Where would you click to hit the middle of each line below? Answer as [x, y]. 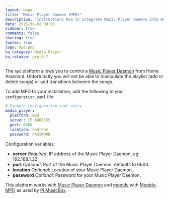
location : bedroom [29, 129]
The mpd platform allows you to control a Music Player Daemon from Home [82, 71]
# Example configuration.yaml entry [44, 106]
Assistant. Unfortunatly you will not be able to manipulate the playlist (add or [84, 77]
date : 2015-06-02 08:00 [30, 24]
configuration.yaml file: [30, 97]
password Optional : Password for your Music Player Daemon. [77, 175]
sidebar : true [20, 29]
